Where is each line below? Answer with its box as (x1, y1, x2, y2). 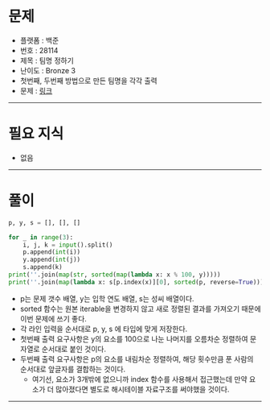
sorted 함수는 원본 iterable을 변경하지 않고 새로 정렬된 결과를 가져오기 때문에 (19, 304, 261, 313)
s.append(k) (22, 263, 63, 271)
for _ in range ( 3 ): (8, 233, 74, 242)
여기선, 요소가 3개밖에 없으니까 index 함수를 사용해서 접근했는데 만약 (31, 374, 247, 383)
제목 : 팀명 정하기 (19, 56, 74, 65)
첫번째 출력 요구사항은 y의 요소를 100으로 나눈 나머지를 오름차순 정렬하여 (19, 333, 248, 343)
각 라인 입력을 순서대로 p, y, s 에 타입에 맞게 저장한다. (19, 324, 188, 333)
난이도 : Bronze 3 (19, 65, 76, 75)
